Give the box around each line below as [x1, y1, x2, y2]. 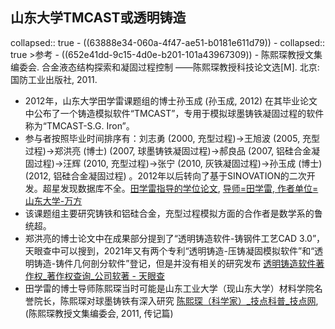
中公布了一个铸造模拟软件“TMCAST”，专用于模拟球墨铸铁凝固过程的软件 [24, 107, 325, 119]
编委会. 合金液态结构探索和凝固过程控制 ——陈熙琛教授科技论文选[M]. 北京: [10, 61, 320, 73]
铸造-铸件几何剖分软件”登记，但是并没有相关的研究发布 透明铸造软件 [33, 257, 317, 269]
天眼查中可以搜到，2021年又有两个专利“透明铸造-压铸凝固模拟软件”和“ [24, 244, 315, 257]
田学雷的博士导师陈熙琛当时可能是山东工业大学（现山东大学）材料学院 [24, 282, 315, 294]
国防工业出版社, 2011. [10, 73, 98, 85]
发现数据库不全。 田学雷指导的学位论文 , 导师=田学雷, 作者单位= [59, 182, 319, 194]
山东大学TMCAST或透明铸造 [10, 9, 187, 27]
